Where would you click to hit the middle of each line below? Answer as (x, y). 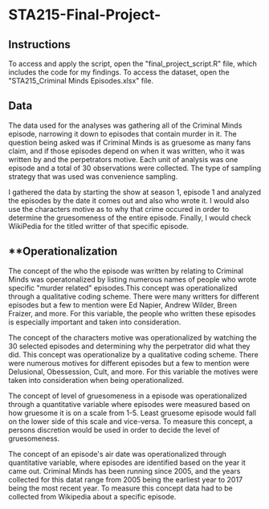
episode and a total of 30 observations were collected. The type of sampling (135, 168)
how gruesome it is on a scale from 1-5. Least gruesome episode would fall (132, 413)
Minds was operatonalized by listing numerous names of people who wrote (132, 279)
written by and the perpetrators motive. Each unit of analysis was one (123, 159)
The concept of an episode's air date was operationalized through (118, 454)
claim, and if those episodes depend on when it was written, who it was (126, 151)
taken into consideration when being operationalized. (96, 380)
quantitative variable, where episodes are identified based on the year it (127, 462)
